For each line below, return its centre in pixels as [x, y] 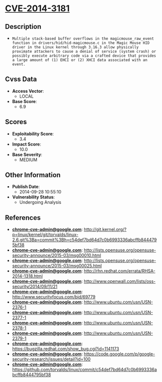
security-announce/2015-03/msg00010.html [56, 255]
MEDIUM [28, 160]
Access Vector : [28, 91]
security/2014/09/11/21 [35, 287]
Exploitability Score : [33, 134]
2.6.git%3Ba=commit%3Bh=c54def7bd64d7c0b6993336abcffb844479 [84, 240]
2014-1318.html [27, 276]
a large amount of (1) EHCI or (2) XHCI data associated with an [80, 60]
